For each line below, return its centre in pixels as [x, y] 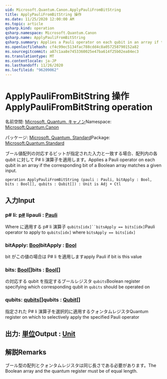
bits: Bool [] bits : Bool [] [33, 270]
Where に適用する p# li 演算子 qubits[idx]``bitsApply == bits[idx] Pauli [80, 226]
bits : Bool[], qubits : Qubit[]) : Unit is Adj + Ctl [63, 184]
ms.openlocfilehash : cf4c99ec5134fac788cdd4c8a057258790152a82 [72, 47]
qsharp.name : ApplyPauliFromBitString [45, 38]
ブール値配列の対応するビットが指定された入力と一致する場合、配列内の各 [81, 153]
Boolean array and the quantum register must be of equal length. [71, 371]
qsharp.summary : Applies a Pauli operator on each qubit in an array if [82, 42]
